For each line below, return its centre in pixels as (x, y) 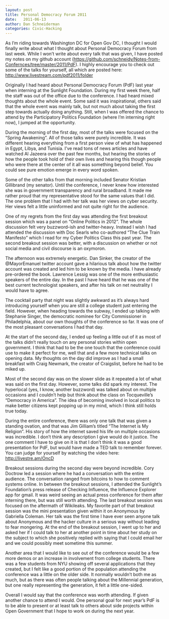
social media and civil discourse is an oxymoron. (55, 248)
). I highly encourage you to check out (115, 65)
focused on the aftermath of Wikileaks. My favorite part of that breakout (80, 506)
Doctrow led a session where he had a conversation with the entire (75, 474)
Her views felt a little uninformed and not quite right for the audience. (77, 207)
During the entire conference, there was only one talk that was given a (78, 421)
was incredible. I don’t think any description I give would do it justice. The (81, 437)
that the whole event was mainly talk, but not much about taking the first (80, 107)
